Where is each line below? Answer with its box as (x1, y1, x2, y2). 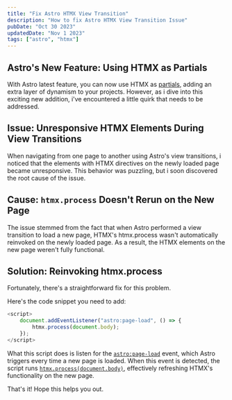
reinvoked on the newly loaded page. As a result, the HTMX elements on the (7, 237, 226, 247)
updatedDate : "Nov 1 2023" (7, 29, 85, 37)
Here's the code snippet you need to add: (7, 297, 126, 306)
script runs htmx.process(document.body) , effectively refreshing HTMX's (7, 364, 213, 372)
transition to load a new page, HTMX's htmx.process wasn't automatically (7, 231, 219, 239)
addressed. (7, 102, 40, 110)
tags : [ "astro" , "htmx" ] (7, 36, 79, 43)
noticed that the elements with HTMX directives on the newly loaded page (7, 159, 219, 167)
